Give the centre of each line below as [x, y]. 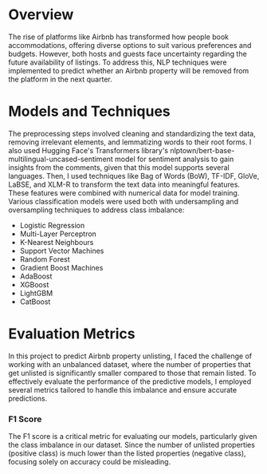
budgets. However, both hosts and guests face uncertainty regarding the [128, 53]
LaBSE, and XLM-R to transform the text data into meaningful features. [124, 184]
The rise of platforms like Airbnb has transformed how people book [119, 37]
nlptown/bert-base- [202, 150]
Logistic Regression [52, 225]
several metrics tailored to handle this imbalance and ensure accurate [123, 389]
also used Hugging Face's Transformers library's [88, 150]
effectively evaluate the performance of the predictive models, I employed [130, 381]
